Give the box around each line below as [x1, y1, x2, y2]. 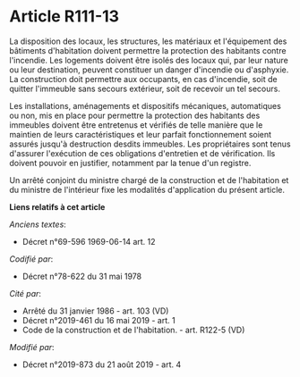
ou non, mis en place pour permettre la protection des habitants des [9, 110, 261, 121]
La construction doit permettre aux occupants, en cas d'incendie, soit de [9, 73, 278, 84]
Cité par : [9, 288, 42, 298]
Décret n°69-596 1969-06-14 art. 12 [21, 236, 156, 247]
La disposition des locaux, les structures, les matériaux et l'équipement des [9, 36, 287, 46]
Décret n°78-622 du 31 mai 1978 [21, 271, 141, 281]
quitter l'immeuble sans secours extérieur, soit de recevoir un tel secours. [9, 83, 280, 94]
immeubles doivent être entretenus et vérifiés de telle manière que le [9, 119, 263, 130]
